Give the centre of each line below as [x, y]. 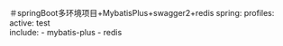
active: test [30, 23]
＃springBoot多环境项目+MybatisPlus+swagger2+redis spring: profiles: [142, 13]
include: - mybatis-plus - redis [66, 32]
